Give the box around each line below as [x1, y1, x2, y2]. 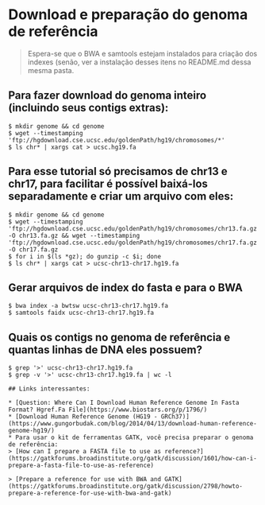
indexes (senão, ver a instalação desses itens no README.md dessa [27, 57, 252, 67]
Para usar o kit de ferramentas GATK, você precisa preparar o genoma [15, 433, 254, 442]
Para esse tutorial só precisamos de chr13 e [8, 165, 228, 178]
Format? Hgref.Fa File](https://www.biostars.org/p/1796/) [8, 406, 208, 414]
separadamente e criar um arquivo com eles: [8, 189, 234, 204]
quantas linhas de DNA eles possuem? [8, 343, 202, 356]
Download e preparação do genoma [8, 6, 248, 24]
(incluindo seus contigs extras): [8, 101, 169, 115]
